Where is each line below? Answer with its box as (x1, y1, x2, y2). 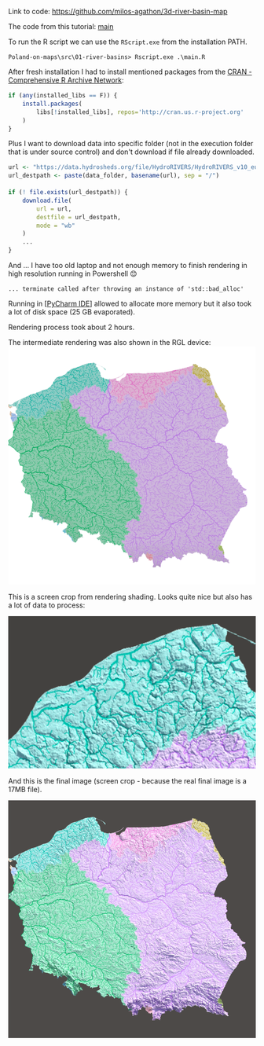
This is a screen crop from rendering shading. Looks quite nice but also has (8, 592, 253, 601)
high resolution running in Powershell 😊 (8, 269, 137, 278)
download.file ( (22, 196, 72, 204)
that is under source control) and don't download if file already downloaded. (8, 147, 255, 156)
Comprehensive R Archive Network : (8, 75, 124, 85)
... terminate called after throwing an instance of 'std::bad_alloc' (8, 285, 244, 293)
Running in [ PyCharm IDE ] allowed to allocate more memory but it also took (8, 299, 252, 308)
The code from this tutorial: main (8, 22, 114, 31)
